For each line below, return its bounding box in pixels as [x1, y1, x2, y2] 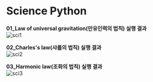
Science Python [6, 4, 87, 18]
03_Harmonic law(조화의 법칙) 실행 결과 [6, 63, 103, 70]
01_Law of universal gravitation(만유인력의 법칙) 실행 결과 [6, 25, 147, 32]
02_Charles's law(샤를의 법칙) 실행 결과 [6, 44, 102, 51]
